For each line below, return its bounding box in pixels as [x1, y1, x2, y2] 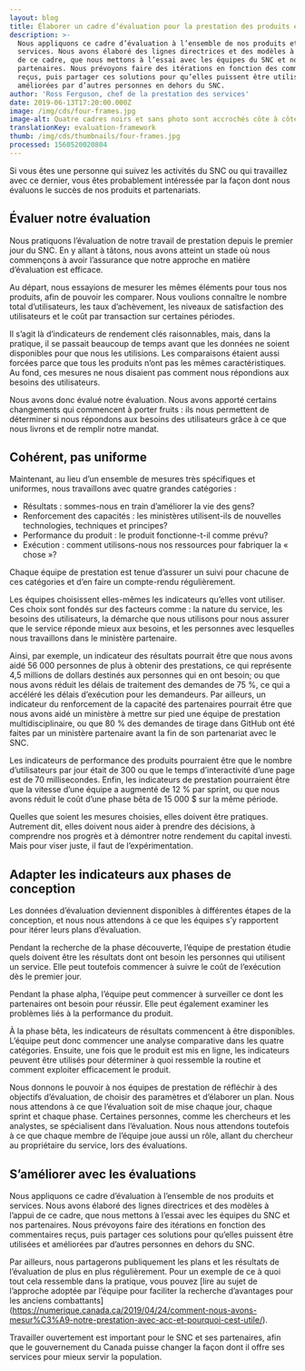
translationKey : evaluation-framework [9, 124, 156, 133]
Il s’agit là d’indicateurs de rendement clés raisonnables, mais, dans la [9, 328, 271, 339]
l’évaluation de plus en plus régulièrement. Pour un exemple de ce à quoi [9, 1266, 281, 1276]
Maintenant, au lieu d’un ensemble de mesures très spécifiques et [9, 474, 256, 485]
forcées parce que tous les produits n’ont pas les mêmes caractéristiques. [9, 357, 287, 368]
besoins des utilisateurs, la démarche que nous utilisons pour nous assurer [9, 613, 290, 624]
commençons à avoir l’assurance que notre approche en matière [9, 254, 251, 265]
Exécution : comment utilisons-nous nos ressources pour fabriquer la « [22, 539, 289, 550]
